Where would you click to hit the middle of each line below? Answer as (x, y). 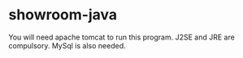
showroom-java (63, 15)
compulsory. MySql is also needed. (67, 45)
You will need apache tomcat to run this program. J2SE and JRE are (122, 37)
